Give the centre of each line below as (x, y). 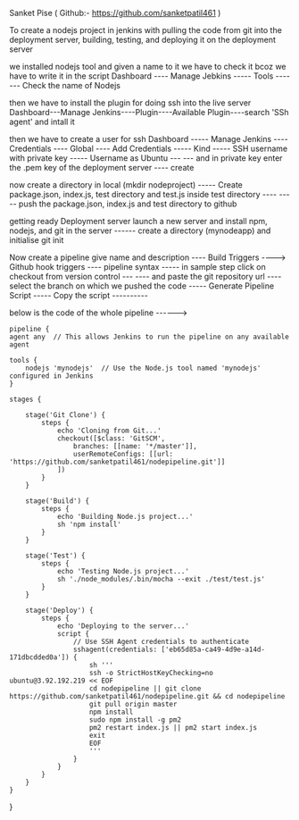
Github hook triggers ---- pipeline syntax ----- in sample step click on (137, 267)
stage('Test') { (56, 556)
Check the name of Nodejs (71, 85)
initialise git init (37, 240)
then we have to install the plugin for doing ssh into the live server (130, 103)
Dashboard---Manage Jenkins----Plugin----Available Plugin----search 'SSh (149, 112)
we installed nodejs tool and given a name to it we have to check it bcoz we (148, 67)
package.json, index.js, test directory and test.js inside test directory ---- (143, 194)
